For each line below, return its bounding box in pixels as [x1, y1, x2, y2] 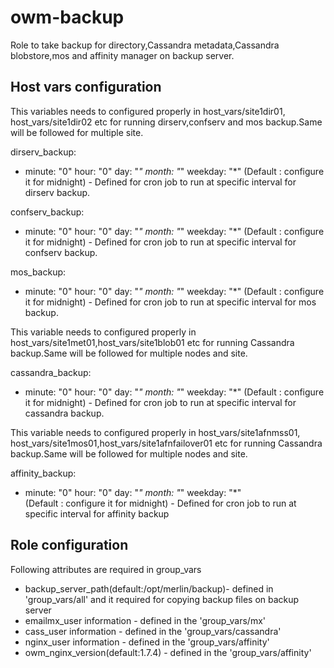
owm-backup [10, 6, 125, 29]
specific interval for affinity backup [24, 507, 170, 520]
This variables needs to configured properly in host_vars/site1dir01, [10, 105, 286, 117]
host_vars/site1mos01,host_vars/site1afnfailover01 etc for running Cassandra [10, 437, 323, 449]
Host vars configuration [10, 79, 162, 96]
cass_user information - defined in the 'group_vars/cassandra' [24, 625, 282, 637]
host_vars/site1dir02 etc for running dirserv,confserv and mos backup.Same [10, 116, 323, 128]
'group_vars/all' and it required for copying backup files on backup [24, 593, 300, 605]
